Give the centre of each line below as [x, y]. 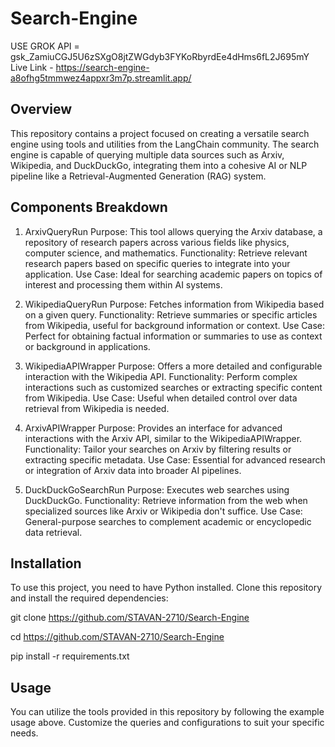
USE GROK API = [45, 46]
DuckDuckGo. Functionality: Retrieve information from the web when [166, 500]
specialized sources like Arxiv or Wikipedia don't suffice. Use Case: [163, 511]
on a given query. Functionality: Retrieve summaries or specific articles [171, 314]
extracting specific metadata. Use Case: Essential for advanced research [175, 459]
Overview [41, 109]
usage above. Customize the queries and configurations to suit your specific [167, 723]
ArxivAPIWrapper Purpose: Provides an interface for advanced [153, 428]
